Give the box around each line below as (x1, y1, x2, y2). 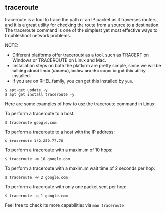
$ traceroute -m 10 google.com (5, 156, 70, 161)
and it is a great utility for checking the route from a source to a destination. (5, 22, 160, 28)
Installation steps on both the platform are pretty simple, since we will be (12, 62, 161, 68)
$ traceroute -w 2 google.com (5, 175, 68, 180)
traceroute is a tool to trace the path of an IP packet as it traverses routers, (5, 16, 158, 22)
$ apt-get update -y (5, 87, 48, 93)
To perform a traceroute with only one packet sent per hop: (5, 183, 127, 190)
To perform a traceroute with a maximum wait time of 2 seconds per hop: (5, 165, 155, 171)
